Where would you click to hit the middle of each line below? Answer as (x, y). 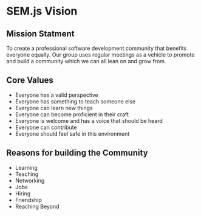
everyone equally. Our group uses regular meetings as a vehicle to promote (101, 55)
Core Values (30, 80)
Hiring (23, 193)
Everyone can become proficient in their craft (72, 114)
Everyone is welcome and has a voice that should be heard (89, 120)
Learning (26, 167)
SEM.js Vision (42, 11)
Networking (30, 180)
